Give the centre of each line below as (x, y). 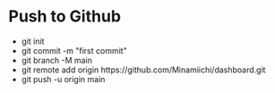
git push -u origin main (63, 79)
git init (33, 41)
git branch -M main (57, 60)
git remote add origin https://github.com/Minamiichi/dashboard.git (143, 70)
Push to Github (65, 17)
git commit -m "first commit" (74, 50)
